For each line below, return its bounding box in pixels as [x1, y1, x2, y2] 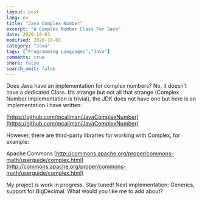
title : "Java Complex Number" [6, 20, 83, 26]
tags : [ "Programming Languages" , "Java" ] [6, 49, 111, 55]
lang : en [6, 15, 29, 21]
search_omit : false [6, 65, 56, 72]
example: [6, 138, 29, 146]
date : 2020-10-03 [6, 32, 50, 38]
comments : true [6, 54, 45, 60]
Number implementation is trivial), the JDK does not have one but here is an [6, 95, 197, 102]
